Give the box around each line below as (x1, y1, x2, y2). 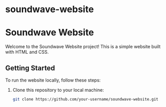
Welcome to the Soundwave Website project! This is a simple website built (5, 44, 161, 50)
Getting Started (5, 63, 55, 72)
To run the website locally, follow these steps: (5, 77, 101, 83)
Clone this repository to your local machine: (12, 87, 104, 93)
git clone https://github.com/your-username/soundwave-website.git (12, 96, 158, 102)
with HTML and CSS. (5, 49, 49, 55)
